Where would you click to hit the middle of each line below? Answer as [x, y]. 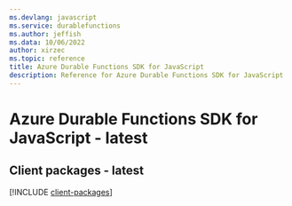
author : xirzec [37, 51]
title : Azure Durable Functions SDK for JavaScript [107, 67]
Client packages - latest [77, 171]
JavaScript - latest [79, 138]
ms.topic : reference [47, 59]
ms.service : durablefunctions [65, 26]
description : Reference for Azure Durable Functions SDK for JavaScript [146, 75]
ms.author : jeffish [45, 34]
